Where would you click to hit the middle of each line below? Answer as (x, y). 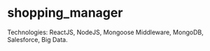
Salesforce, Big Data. (37, 39)
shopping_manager (65, 13)
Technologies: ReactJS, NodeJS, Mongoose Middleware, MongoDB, (106, 32)
